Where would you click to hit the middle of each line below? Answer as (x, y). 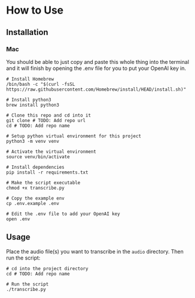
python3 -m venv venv (33, 141)
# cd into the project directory (47, 268)
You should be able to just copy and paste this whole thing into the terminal (97, 62)
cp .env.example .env (33, 203)
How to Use (35, 10)
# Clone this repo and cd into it (49, 115)
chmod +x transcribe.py (35, 188)
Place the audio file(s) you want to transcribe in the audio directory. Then (95, 251)
